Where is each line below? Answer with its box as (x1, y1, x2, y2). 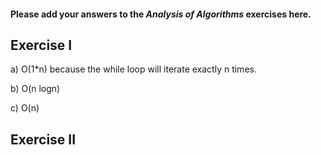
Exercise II (10, 131, 77, 148)
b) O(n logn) (10, 83, 61, 95)
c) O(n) (10, 102, 40, 114)
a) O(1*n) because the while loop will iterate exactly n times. (10, 63, 257, 75)
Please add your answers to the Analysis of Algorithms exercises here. (10, 8, 312, 20)
